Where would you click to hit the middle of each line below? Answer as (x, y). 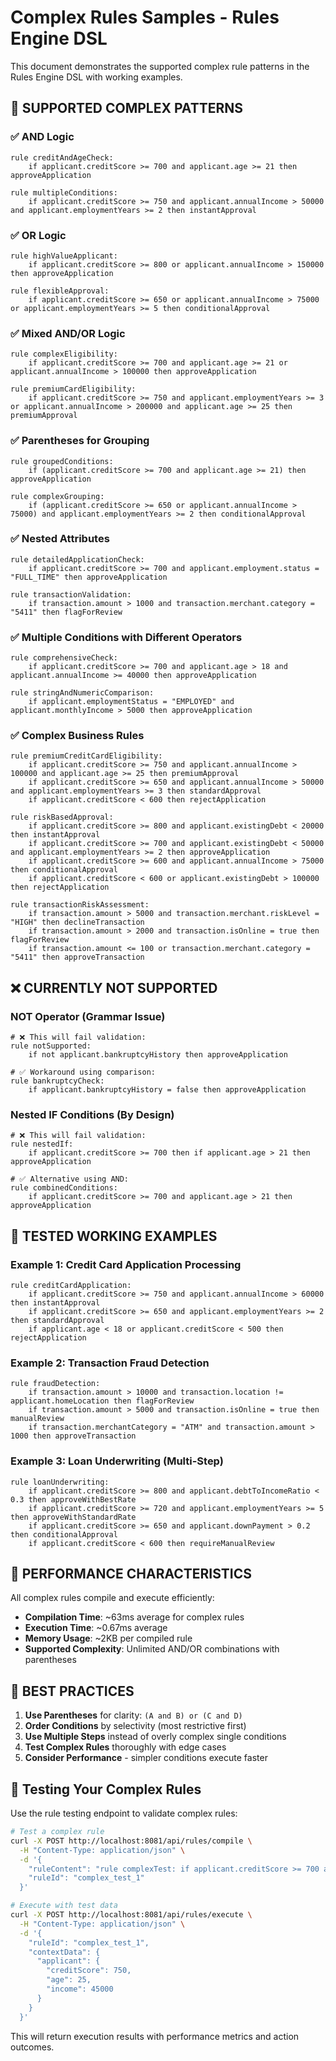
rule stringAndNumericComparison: (82, 693)
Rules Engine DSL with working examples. (96, 77)
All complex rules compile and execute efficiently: (112, 1598)
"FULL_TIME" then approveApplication (89, 577)
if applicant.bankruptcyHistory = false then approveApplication (167, 1090)
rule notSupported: (51, 1046)
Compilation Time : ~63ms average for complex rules (134, 1617)
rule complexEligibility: (64, 354)
